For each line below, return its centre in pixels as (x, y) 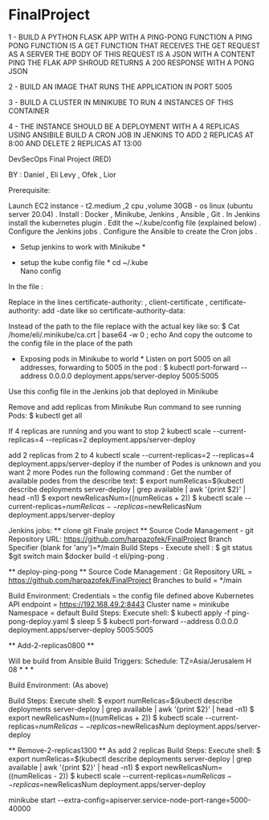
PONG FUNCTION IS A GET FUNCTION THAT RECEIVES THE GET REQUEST (134, 45)
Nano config (41, 271)
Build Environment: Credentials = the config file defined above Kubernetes (131, 595)
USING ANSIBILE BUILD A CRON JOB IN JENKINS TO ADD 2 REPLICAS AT (131, 135)
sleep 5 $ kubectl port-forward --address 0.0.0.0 (157, 621)
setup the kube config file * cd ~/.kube (84, 262)
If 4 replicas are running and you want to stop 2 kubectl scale (110, 430)
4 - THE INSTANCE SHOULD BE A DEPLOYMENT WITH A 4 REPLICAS (124, 126)
